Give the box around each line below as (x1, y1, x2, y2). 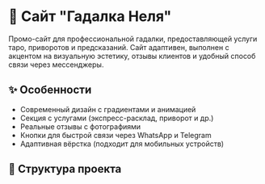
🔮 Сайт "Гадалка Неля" (8, 7, 172, 26)
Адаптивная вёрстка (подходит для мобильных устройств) (19, 139, 225, 148)
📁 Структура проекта (8, 162, 122, 176)
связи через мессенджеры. (8, 60, 104, 69)
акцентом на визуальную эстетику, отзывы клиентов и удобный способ (8, 51, 256, 61)
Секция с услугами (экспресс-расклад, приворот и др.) (19, 113, 214, 123)
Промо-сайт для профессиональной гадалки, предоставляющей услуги (8, 34, 258, 44)
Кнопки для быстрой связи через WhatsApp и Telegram (19, 130, 212, 140)
